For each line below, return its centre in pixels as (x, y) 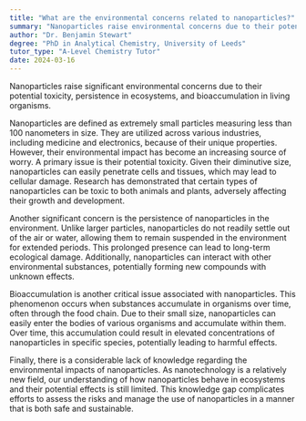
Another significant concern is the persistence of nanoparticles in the (140, 218)
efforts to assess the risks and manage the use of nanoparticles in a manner (152, 399)
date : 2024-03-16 (42, 60)
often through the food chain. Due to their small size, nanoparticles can (143, 313)
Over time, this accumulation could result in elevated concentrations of (142, 333)
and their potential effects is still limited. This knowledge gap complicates (147, 389)
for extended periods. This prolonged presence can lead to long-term (140, 247)
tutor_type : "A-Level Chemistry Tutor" (85, 52)
